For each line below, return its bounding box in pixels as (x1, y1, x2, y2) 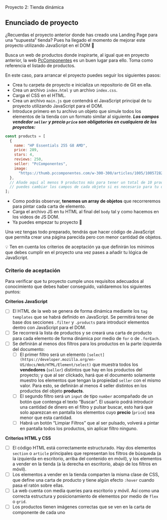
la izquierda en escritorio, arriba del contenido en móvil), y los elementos (12, 455, 162, 461)
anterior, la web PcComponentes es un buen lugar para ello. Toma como (5, 57, 153, 63)
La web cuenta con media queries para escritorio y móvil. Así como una (12, 487, 160, 494)
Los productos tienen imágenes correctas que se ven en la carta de (12, 504, 151, 510)
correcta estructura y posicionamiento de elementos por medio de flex (12, 493, 159, 499)
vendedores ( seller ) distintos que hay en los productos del (19, 366, 143, 372)
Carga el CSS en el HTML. (12, 92, 66, 98)
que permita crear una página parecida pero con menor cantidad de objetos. (5, 234, 162, 240)
